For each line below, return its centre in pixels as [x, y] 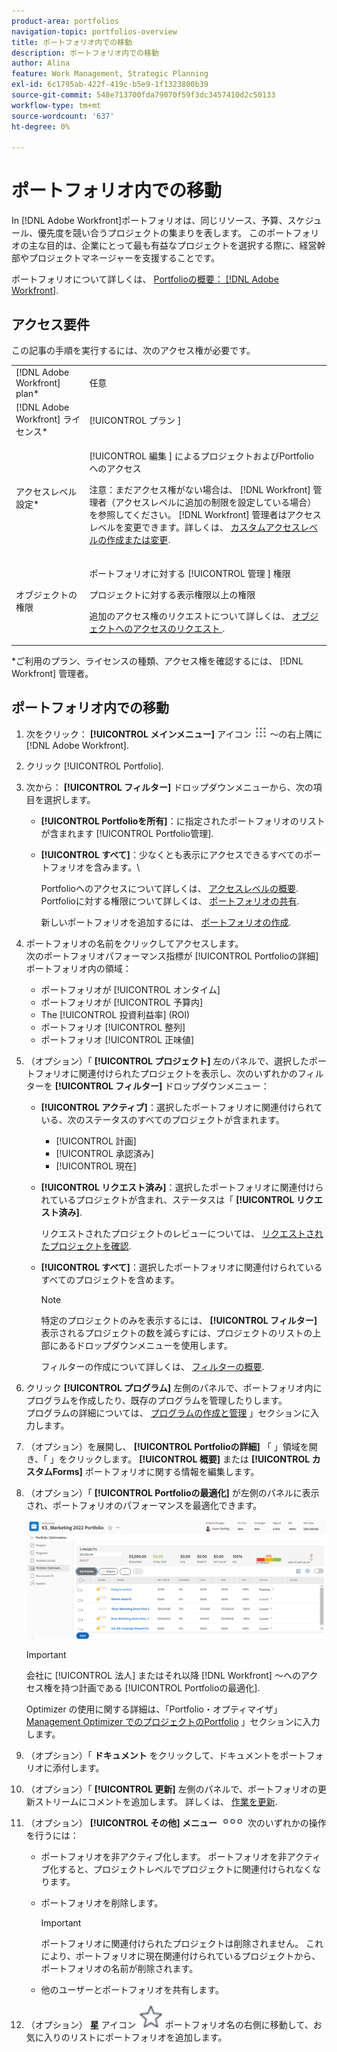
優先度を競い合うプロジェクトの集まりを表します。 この [152, 233]
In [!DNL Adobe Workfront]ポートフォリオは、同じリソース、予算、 [149, 221]
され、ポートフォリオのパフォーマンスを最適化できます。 [144, 1505]
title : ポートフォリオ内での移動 [72, 42]
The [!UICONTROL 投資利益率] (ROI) [115, 1014]
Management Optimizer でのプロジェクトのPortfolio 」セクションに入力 [173, 1721]
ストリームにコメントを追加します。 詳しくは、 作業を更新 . [156, 1801]
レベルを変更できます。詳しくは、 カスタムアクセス [195, 527]
